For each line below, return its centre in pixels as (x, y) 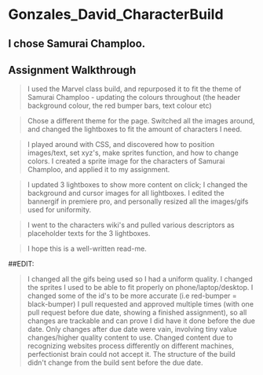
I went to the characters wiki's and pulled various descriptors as (131, 225)
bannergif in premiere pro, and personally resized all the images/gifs (138, 201)
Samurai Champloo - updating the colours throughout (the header (134, 97)
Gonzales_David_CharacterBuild (116, 15)
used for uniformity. (59, 210)
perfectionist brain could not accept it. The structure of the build (131, 355)
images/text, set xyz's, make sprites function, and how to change (133, 153)
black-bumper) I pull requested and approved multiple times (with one (140, 304)
